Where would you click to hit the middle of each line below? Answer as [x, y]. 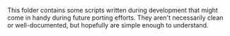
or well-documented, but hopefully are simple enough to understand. [108, 25]
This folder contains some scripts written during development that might [113, 10]
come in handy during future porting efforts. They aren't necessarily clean [115, 18]
